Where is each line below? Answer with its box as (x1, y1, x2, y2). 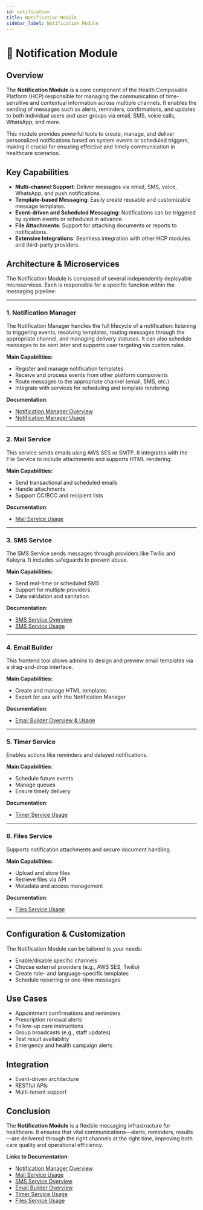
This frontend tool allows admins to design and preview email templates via (6, 657, 193, 664)
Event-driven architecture (14, 1075, 79, 1083)
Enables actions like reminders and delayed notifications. (6, 751, 148, 759)
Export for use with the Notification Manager (14, 693, 126, 700)
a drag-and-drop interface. (6, 663, 74, 671)
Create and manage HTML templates (14, 687, 107, 694)
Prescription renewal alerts (14, 1016, 83, 1023)
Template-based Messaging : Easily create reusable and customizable (14, 196, 191, 204)
